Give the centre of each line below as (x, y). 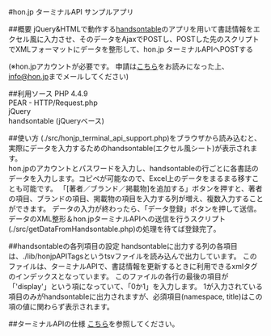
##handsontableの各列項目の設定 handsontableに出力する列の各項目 (123, 246)
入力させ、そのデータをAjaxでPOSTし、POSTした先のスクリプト (151, 39)
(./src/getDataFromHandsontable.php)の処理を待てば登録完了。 (114, 229)
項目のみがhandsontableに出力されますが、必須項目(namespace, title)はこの (135, 296)
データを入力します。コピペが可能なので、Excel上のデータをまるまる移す (130, 178)
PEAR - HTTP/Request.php (53, 103)
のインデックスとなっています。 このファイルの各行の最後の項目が (119, 276)
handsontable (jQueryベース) (57, 121)
